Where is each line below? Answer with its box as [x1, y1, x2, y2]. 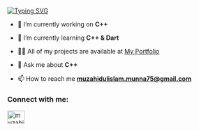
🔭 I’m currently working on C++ [17, 20, 108, 28]
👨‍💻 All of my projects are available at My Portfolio [17, 47, 160, 55]
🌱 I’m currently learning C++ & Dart [17, 33, 119, 42]
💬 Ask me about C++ [17, 61, 78, 69]
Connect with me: [7, 94, 69, 104]
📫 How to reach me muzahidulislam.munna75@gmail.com [17, 75, 192, 83]
